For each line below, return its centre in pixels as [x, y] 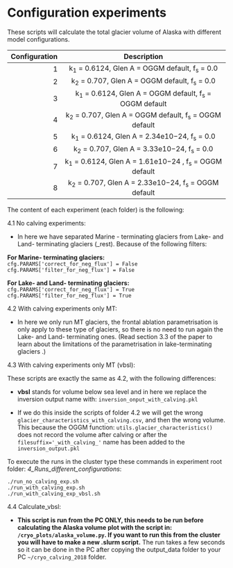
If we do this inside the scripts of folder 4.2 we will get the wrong [110, 413]
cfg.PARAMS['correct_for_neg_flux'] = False [72, 264]
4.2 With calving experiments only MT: [62, 309]
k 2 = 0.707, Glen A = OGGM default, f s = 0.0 [144, 82]
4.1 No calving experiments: [47, 223]
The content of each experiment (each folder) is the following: [96, 210]
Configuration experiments [87, 13]
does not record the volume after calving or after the [92, 435]
